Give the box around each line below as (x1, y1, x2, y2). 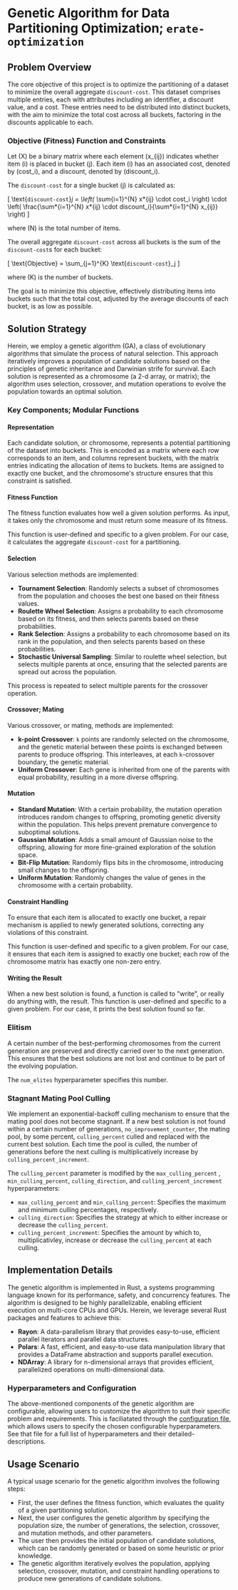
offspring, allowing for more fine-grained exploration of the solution (17, 843, 216, 851)
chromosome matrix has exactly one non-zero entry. (7, 957, 162, 966)
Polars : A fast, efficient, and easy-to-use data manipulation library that (17, 1342, 226, 1351)
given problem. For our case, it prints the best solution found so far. (7, 1005, 205, 1014)
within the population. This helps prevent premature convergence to (17, 820, 217, 829)
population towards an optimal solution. (7, 387, 123, 396)
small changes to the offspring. (17, 866, 109, 874)
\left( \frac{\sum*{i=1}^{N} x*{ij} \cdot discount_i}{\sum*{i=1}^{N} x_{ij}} (7, 202, 219, 211)
